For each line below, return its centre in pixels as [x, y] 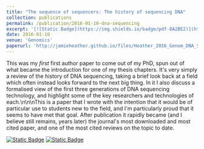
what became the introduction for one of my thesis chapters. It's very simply [102, 69]
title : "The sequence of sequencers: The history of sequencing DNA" [96, 12]
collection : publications [39, 18]
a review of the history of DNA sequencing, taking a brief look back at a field [102, 76]
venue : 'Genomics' [29, 40]
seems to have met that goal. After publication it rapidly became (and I [94, 115]
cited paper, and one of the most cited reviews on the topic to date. [90, 128]
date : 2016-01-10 [28, 35]
